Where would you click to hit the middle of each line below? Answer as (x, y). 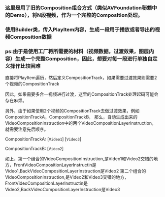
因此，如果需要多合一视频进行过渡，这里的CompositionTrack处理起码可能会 (82, 94)
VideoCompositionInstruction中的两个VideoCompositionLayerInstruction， (81, 123)
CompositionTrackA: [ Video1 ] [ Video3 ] (43, 139)
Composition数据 (31, 37)
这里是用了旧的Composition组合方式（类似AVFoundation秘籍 (79, 7)
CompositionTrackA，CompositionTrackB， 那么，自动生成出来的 (71, 117)
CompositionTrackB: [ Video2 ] (34, 149)
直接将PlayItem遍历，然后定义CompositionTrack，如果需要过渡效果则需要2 (81, 78)
